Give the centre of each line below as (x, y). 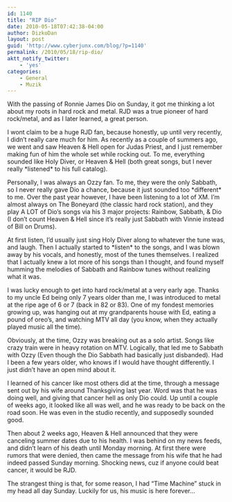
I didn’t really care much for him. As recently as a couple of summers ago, (113, 140)
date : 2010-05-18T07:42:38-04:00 (55, 26)
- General (34, 78)
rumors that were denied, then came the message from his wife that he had (115, 456)
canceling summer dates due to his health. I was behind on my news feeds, (115, 441)
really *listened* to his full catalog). (57, 169)
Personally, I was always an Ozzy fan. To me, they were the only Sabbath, (112, 182)
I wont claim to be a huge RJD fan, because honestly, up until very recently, (115, 132)
